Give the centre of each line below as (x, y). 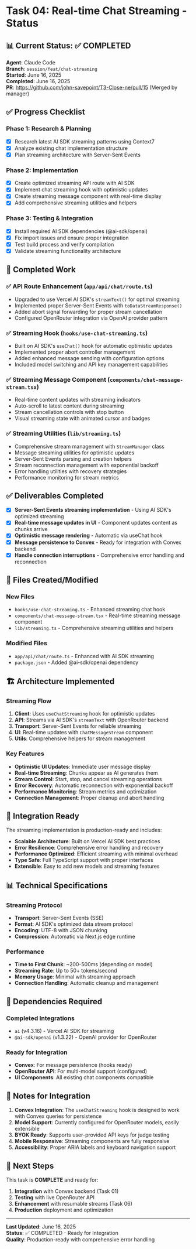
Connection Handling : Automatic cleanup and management (86, 983)
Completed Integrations (40, 1018)
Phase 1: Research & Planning (49, 129)
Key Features (25, 754)
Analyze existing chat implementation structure (71, 148)
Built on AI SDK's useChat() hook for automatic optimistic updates (94, 345)
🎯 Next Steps (30, 1166)
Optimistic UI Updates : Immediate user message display (83, 766)
